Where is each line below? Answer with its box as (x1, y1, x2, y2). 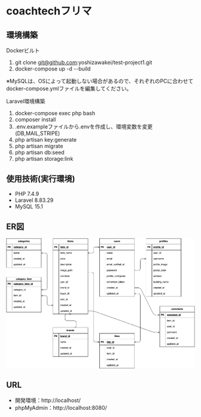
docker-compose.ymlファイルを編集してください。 (6, 85, 132, 92)
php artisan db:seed (14, 149, 65, 156)
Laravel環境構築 (6, 98, 45, 105)
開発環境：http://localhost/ (14, 397, 81, 404)
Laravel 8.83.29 (14, 197, 54, 204)
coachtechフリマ (6, 4, 92, 18)
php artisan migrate (14, 143, 63, 149)
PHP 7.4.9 (14, 190, 39, 197)
